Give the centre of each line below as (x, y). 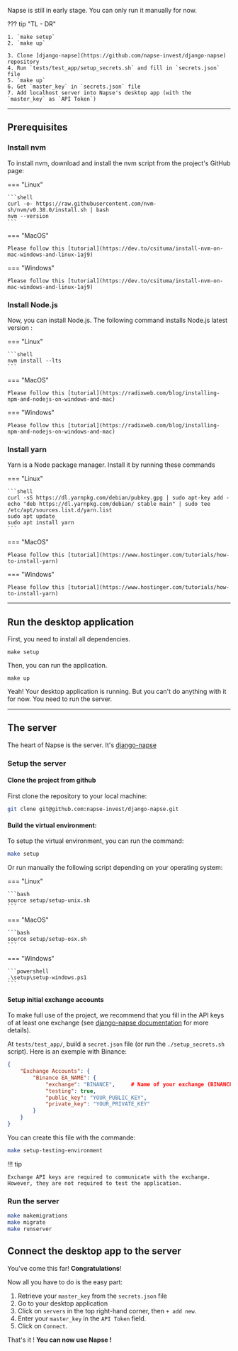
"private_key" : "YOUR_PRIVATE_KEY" (98, 1104)
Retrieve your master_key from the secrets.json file (92, 1296)
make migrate (27, 1222)
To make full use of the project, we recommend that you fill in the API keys (116, 1015)
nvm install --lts (34, 360)
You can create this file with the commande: (72, 1137)
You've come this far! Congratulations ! (64, 1268)
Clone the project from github (52, 781)
